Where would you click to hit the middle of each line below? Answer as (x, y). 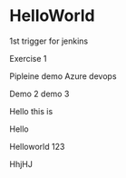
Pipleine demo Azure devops (63, 76)
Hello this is (31, 111)
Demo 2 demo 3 (39, 94)
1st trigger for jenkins (49, 41)
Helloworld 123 (37, 146)
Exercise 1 (28, 58)
